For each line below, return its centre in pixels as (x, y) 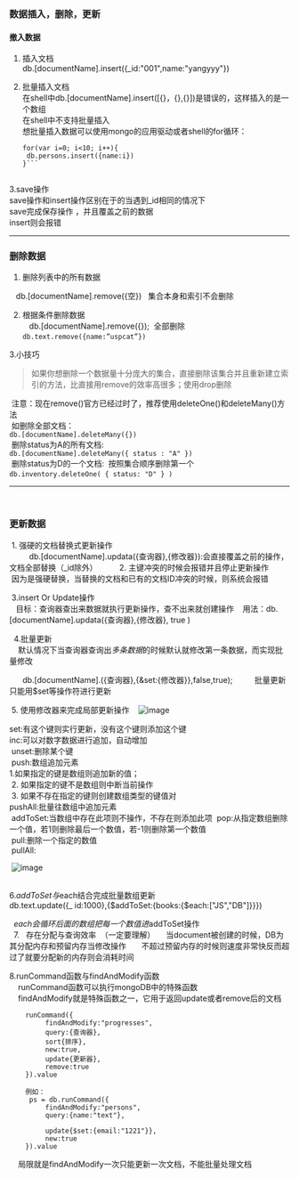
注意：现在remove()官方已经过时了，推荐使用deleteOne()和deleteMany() (144, 403)
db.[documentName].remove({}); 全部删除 (107, 326)
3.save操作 (29, 190)
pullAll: (24, 850)
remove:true (67, 1067)
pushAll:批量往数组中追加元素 (63, 807)
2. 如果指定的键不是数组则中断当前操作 (82, 784)
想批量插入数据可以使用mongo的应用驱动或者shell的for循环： (134, 132)
